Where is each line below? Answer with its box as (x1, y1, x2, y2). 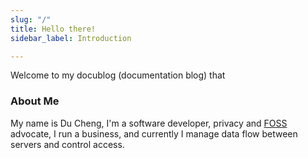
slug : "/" (10, 14, 52, 25)
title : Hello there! (10, 24, 97, 34)
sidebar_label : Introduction (10, 33, 132, 43)
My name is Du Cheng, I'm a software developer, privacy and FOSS (10, 117, 288, 129)
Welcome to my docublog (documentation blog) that (10, 69, 226, 81)
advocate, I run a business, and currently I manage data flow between (10, 127, 298, 140)
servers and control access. (10, 138, 125, 150)
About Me (10, 94, 60, 108)
